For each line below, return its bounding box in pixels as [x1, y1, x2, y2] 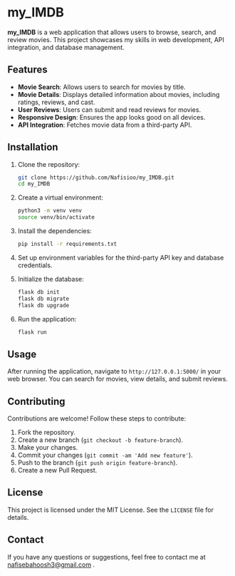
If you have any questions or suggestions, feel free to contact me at [7, 552, 206, 561]
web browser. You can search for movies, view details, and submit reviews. [7, 375, 228, 384]
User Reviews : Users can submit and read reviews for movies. [17, 105, 202, 114]
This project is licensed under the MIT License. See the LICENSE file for [7, 505, 214, 514]
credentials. [17, 261, 53, 269]
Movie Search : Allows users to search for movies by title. [17, 83, 187, 91]
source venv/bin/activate [17, 214, 95, 221]
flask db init [17, 288, 60, 296]
